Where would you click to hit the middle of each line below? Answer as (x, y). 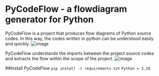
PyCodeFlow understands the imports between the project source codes (79, 53)
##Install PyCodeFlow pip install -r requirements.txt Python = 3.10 (78, 68)
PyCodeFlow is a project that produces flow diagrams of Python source (78, 33)
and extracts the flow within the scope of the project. (59, 58)
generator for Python (49, 19)
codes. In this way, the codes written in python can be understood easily (79, 38)
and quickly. (18, 43)
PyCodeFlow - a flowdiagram (66, 9)
